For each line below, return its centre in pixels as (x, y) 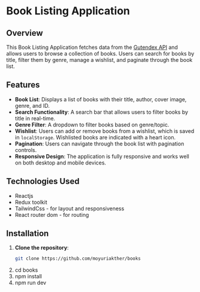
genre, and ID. (32, 105)
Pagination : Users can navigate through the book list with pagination (99, 144)
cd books (26, 270)
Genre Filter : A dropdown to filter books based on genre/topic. (92, 125)
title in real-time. (35, 118)
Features (23, 85)
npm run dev (30, 283)
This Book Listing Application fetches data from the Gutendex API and (92, 47)
